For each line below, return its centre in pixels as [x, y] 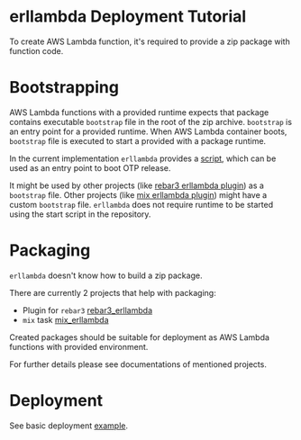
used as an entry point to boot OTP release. [90, 167]
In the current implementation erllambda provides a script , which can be [143, 158]
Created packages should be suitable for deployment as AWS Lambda [140, 337]
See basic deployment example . [69, 426]
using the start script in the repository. [80, 214]
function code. [36, 50]
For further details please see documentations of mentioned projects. [138, 364]
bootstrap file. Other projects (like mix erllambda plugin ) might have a [138, 194]
